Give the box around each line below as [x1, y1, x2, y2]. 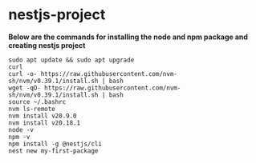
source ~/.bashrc [8, 97, 67, 105]
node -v [8, 125, 35, 133]
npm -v [8, 133, 30, 141]
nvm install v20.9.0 [8, 112, 78, 120]
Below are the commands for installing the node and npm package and [8, 32, 249, 42]
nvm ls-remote [8, 105, 56, 113]
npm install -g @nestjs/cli [8, 140, 103, 148]
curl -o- [8, 70, 38, 78]
